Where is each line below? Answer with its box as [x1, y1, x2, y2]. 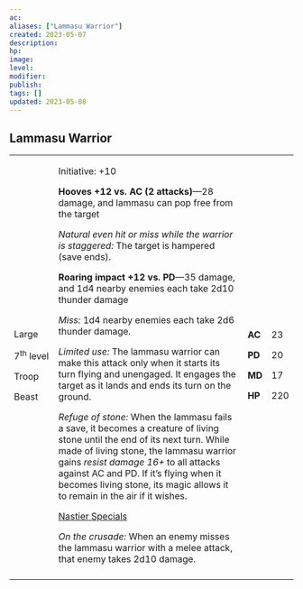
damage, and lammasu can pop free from [58, 197, 234, 209]
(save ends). [58, 251, 112, 263]
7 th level [14, 348, 50, 362]
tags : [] [9, 88, 42, 97]
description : [9, 38, 59, 48]
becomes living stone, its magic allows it [58, 479, 229, 492]
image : [9, 55, 34, 64]
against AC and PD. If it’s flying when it [58, 467, 222, 480]
